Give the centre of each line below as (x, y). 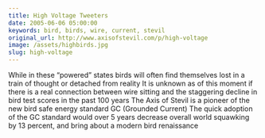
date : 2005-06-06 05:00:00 (53, 23)
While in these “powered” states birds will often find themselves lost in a (127, 75)
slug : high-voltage (41, 52)
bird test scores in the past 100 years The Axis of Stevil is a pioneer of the (129, 100)
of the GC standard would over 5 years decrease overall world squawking (129, 117)
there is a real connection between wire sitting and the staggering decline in (133, 92)
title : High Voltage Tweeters (58, 15)
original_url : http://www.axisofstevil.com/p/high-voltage (108, 38)
